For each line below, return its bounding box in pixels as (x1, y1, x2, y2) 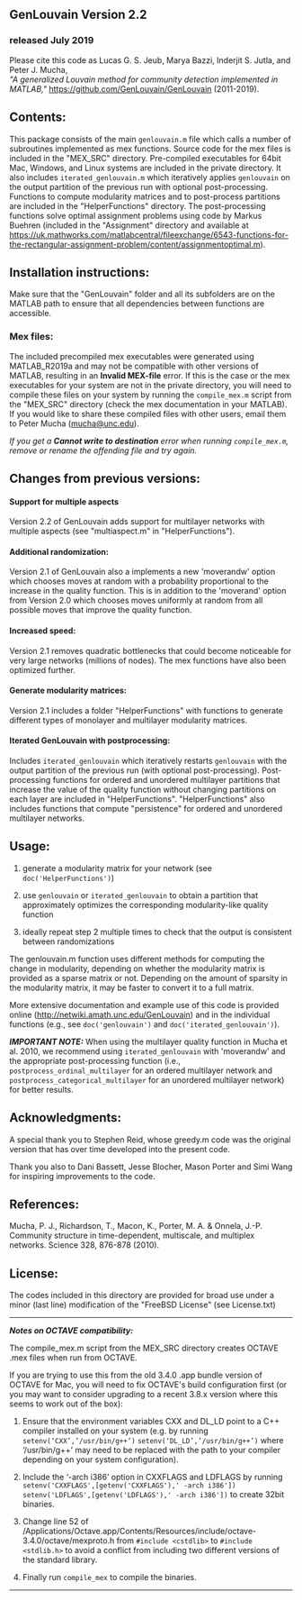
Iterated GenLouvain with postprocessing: (9, 735, 171, 746)
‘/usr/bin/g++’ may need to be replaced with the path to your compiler (22, 1445, 281, 1456)
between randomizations (22, 936, 115, 947)
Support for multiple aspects (9, 495, 120, 507)
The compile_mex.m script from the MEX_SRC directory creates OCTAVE (9, 1342, 279, 1354)
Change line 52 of (22, 1516, 89, 1527)
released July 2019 (9, 34, 94, 47)
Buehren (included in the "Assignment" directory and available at (9, 220, 249, 231)
